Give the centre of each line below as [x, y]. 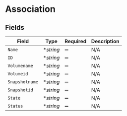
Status [15, 106]
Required [75, 41]
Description [105, 41]
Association [30, 9]
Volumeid [18, 74]
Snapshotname [23, 82]
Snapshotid [20, 90]
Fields [15, 28]
